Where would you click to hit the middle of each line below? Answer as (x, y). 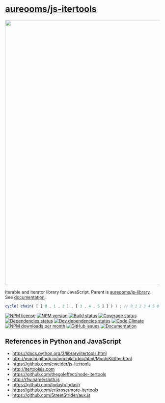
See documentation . (26, 297)
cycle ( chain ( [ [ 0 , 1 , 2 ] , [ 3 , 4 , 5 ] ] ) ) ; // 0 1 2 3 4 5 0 (82, 306)
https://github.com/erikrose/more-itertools (55, 390)
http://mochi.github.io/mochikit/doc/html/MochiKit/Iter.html (72, 358)
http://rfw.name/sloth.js (36, 379)
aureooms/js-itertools (51, 9)
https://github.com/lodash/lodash (46, 384)
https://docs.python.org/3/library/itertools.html (59, 353)
